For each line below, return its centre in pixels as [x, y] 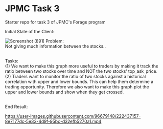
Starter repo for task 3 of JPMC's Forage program [56, 22]
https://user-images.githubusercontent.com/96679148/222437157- [73, 116]
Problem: [55, 41]
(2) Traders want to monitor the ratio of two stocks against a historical [75, 76]
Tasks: [12, 61]
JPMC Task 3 [32, 9]
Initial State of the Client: [30, 31]
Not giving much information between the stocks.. [56, 46]
